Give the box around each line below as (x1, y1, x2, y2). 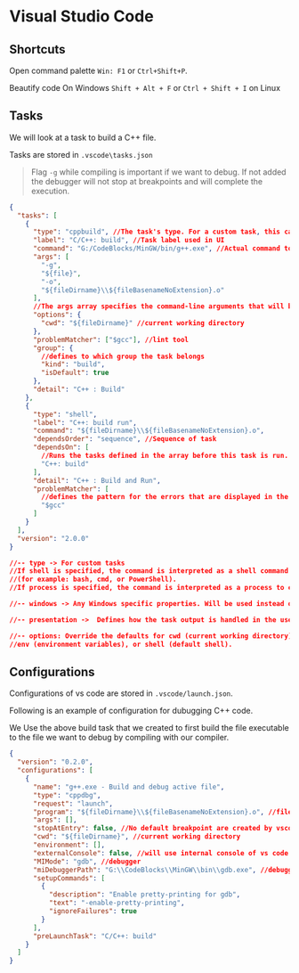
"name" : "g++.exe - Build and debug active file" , (32, 782, 225, 791)
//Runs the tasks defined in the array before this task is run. (41, 452, 289, 461)
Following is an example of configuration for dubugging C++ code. (9, 706, 254, 716)
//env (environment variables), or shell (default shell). (9, 640, 233, 649)
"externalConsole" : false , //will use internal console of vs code (32, 848, 289, 857)
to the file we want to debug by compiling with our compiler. (9, 732, 230, 743)
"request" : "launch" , (32, 799, 114, 808)
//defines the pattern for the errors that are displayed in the (41, 493, 289, 502)
